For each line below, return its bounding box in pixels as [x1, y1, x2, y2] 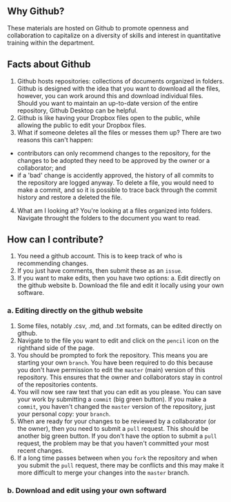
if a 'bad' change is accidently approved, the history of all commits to [17, 171, 214, 179]
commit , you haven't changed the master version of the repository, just [17, 402, 216, 410]
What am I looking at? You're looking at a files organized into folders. [17, 206, 212, 215]
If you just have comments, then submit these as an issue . [17, 267, 183, 275]
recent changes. [17, 446, 64, 454]
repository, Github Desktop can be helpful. [17, 106, 138, 115]
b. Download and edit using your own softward [7, 485, 167, 495]
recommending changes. [17, 259, 88, 268]
